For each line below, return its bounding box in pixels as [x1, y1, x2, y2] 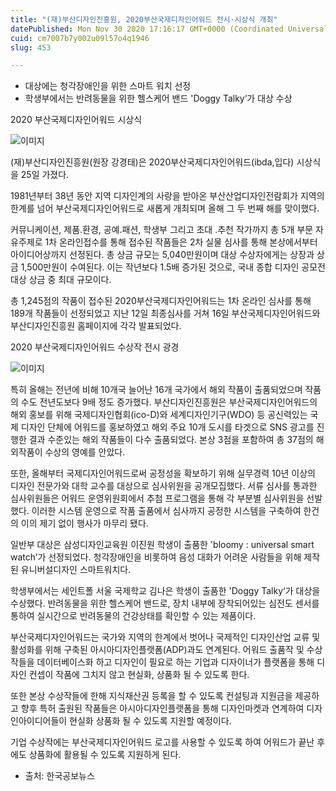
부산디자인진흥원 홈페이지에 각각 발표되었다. [10, 320, 182, 332]
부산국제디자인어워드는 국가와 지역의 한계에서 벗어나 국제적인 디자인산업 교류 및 [10, 631, 321, 643]
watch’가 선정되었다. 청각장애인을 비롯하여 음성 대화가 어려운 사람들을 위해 [10, 551, 302, 563]
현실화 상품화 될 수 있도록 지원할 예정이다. [69, 715, 232, 727]
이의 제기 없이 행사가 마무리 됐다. [20, 517, 149, 530]
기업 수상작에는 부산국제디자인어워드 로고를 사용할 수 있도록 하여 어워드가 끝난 [10, 736, 315, 748]
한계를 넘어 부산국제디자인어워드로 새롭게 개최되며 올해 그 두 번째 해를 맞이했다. [10, 202, 320, 215]
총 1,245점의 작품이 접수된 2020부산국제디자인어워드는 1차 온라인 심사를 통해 [10, 295, 312, 307]
